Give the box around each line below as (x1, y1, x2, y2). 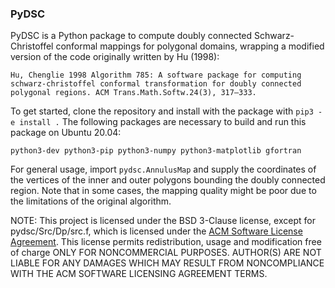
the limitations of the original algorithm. (10, 195, 172, 207)
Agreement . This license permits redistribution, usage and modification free (10, 236, 322, 248)
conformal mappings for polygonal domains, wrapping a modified (55, 40, 325, 52)
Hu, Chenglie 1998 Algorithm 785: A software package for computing (10, 70, 302, 81)
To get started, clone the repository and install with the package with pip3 (10, 105, 314, 117)
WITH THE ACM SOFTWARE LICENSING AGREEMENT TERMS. (10, 268, 268, 280)
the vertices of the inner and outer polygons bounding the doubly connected (10, 174, 326, 186)
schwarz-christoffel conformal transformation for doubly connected (10, 79, 302, 89)
